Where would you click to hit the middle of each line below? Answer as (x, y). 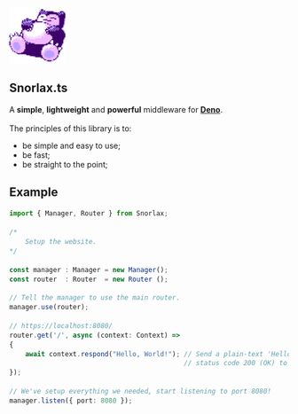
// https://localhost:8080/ (61, 325)
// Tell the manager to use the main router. (94, 298)
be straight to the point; (65, 164)
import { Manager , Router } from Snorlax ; (89, 214)
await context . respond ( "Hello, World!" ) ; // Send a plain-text (145, 354)
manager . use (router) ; (49, 308)
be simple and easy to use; (71, 145)
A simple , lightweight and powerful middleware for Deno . (116, 109)
